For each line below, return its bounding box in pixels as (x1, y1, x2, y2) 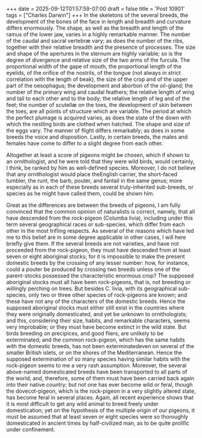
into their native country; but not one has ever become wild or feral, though (6, 381, 193, 388)
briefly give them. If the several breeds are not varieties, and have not (6, 240, 179, 247)
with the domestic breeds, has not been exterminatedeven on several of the (6, 343, 195, 349)
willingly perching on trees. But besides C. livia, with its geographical (6, 285, 177, 292)
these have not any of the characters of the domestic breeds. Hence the (6, 298, 186, 305)
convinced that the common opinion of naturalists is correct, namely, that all (6, 208, 195, 215)
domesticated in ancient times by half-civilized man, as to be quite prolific (6, 419, 190, 427)
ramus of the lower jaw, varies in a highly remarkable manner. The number (6, 31, 191, 38)
